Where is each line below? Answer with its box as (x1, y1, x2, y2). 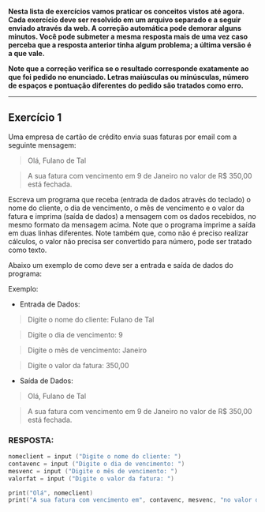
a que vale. (8, 49, 45, 58)
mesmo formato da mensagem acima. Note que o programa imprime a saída (8, 220, 256, 229)
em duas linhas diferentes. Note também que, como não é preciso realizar (8, 228, 248, 238)
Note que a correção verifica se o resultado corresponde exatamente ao (8, 64, 249, 73)
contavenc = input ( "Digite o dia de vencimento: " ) (8, 460, 185, 468)
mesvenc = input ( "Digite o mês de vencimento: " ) (8, 467, 178, 475)
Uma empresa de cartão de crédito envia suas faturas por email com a (8, 132, 237, 141)
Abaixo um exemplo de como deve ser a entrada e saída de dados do (8, 260, 234, 269)
